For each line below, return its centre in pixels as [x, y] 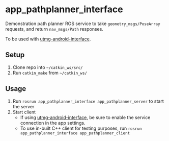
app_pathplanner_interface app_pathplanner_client [75, 133]
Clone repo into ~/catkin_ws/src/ [48, 67]
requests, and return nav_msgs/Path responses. [54, 29]
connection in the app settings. [53, 123]
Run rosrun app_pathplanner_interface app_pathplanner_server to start [88, 101]
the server [23, 106]
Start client [24, 112]
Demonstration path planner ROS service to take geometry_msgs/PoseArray [83, 24]
